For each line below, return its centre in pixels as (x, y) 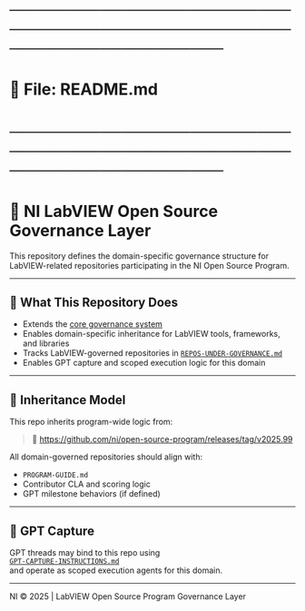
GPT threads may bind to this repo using (85, 552)
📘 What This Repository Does (94, 302)
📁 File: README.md (84, 89)
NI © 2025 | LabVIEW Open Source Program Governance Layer (128, 596)
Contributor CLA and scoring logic (87, 484)
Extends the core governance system (93, 324)
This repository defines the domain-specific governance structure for (139, 256)
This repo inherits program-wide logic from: (91, 422)
